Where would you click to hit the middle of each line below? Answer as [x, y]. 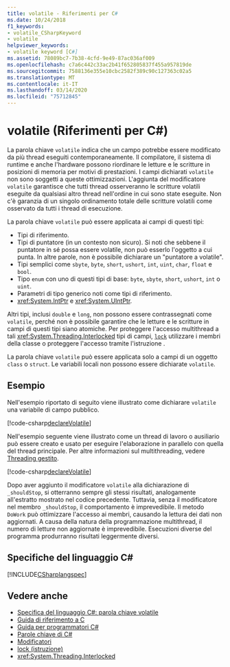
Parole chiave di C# [45, 635]
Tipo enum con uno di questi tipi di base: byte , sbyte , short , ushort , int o [119, 279]
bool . [24, 271]
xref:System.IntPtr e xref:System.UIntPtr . [74, 301]
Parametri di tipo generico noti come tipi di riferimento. [94, 293]
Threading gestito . [33, 458]
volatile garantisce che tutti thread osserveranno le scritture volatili [104, 186]
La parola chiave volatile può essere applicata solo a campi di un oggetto [112, 357]
